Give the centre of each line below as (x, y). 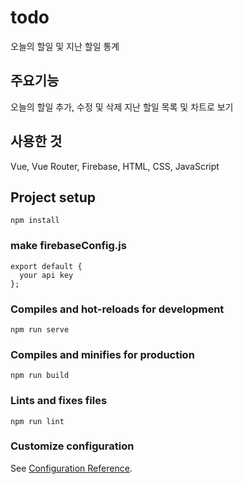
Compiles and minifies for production (102, 354)
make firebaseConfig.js (68, 246)
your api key (46, 275)
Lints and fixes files (59, 401)
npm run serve (40, 329)
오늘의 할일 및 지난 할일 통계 (65, 46)
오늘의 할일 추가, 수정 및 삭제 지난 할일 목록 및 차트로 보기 (122, 107)
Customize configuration (72, 446)
